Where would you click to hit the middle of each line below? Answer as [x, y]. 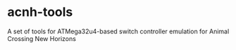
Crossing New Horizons [42, 38]
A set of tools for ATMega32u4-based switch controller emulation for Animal [118, 31]
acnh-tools [40, 12]
